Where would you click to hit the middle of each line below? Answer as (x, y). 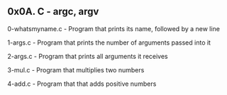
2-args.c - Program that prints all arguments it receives (88, 56)
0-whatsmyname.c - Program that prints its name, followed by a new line (113, 28)
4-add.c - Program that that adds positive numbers (82, 84)
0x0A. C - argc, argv (53, 12)
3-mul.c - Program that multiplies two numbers (76, 69)
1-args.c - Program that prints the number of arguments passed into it (109, 43)
